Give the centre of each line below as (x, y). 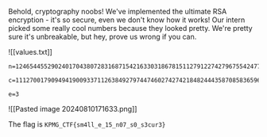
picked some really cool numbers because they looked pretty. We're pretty (130, 28)
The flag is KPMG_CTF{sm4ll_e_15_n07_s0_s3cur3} (87, 124)
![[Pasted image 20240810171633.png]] (73, 109)
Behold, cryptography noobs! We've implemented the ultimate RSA (118, 11)
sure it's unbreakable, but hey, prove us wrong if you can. (103, 36)
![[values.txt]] (31, 52)
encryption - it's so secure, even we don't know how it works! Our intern (127, 20)
